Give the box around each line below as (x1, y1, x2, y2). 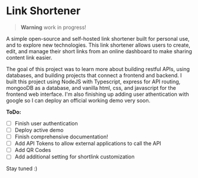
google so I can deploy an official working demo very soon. (6, 96, 151, 104)
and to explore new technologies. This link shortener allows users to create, (6, 41, 190, 48)
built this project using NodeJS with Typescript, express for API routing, (6, 78, 181, 85)
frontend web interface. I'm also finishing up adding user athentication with (6, 90, 189, 98)
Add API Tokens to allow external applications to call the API (14, 140, 161, 147)
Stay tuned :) (6, 165, 38, 172)
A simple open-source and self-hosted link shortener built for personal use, (6, 35, 190, 42)
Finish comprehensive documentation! (14, 133, 108, 140)
